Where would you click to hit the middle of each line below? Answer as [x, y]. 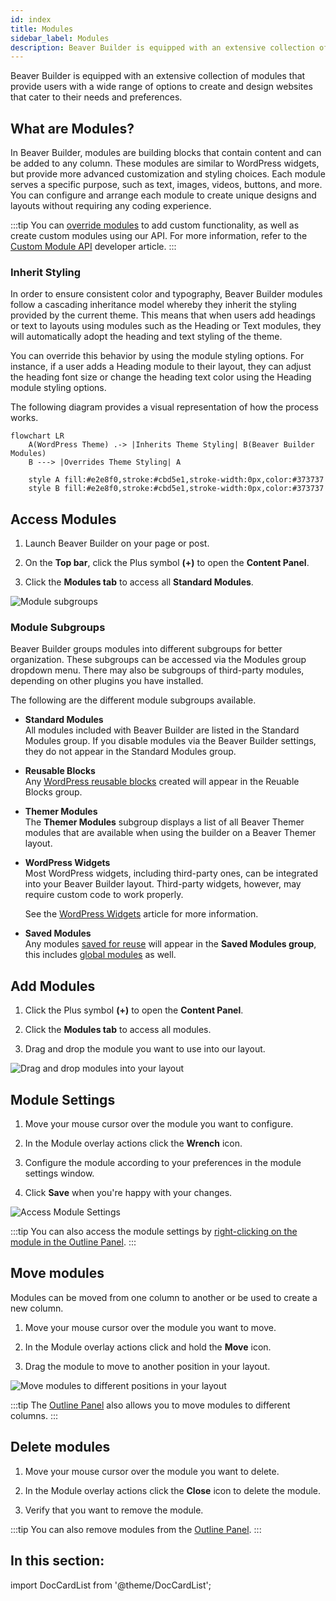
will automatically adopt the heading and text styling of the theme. [146, 337]
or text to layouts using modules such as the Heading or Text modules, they [166, 326]
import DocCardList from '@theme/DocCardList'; [111, 1585]
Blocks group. [53, 792]
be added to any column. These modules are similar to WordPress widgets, [165, 163]
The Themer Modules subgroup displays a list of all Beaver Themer [164, 822]
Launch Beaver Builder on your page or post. [117, 543]
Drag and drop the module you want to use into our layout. [145, 1049]
